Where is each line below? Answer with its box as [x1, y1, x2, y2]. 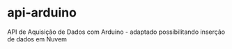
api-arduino [7, 5, 77, 21]
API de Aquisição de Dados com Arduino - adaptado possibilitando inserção [7, 28, 225, 36]
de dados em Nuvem [7, 35, 68, 43]
